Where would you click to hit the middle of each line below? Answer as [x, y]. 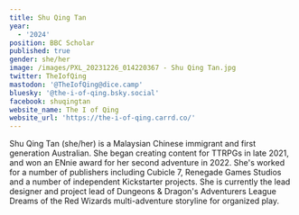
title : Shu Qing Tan [48, 18]
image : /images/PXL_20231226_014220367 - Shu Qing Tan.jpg [123, 68]
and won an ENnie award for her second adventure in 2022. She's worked [147, 163]
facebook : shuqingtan [50, 101]
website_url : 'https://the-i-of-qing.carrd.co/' [103, 118]
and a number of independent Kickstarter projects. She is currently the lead [150, 182]
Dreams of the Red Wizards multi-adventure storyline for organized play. [145, 201]
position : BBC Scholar [52, 43]
